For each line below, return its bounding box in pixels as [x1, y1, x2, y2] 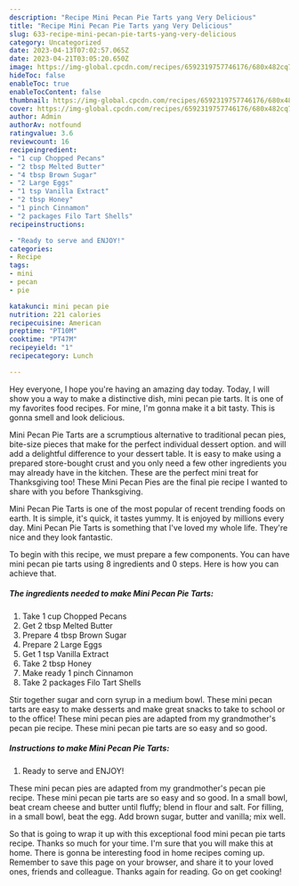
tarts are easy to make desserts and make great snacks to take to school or [9, 703, 286, 714]
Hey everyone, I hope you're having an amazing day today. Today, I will [9, 384, 270, 394]
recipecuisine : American [9, 318, 101, 328]
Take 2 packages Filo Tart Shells [21, 677, 141, 687]
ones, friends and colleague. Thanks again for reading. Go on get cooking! [9, 866, 282, 877]
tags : [9, 261, 29, 270]
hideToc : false [9, 71, 66, 80]
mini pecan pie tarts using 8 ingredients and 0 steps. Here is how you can [9, 558, 279, 569]
